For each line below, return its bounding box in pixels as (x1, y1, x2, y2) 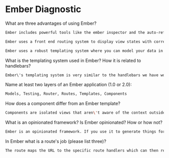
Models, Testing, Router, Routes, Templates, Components (5, 91, 127, 96)
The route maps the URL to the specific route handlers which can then (5, 148, 158, 153)
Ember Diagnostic (5, 4, 81, 15)
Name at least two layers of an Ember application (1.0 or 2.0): (5, 82, 132, 88)
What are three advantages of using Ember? (5, 20, 97, 26)
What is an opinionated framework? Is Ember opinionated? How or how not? (5, 120, 162, 126)
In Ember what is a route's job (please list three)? (5, 138, 107, 144)
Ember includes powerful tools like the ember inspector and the (5, 30, 145, 35)
